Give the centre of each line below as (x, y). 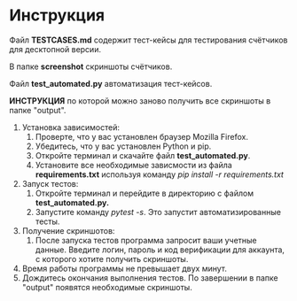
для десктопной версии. (55, 49)
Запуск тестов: (50, 183)
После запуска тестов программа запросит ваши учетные (146, 240)
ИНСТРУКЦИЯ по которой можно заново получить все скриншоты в (140, 100)
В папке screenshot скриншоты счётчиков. (91, 66)
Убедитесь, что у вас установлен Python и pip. (123, 146)
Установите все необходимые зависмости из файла (133, 165)
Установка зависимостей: (71, 127)
